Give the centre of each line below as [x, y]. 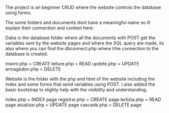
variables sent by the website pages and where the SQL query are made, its [85, 43]
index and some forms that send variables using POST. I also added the [80, 84]
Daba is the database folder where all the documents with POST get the [80, 38]
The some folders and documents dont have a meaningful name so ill [78, 23]
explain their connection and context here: [50, 28]
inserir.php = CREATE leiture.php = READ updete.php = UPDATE [72, 64]
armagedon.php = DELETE [33, 69]
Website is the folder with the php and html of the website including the [80, 79]
